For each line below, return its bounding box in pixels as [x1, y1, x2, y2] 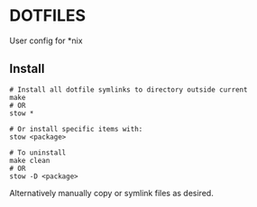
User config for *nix [9, 35, 83, 46]
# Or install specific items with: [9, 124, 143, 133]
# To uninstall [9, 148, 67, 157]
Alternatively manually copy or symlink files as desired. [9, 187, 214, 198]
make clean [9, 156, 50, 165]
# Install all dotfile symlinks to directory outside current [9, 85, 248, 94]
